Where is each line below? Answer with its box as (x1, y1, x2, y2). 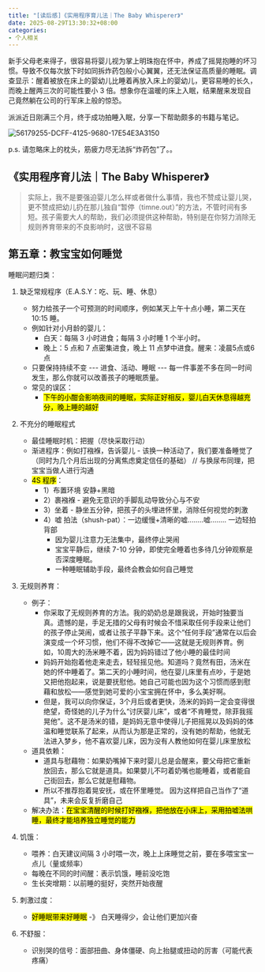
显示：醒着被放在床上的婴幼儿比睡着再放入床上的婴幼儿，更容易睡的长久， (14, 76, 257, 85)
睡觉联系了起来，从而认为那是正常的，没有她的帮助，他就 (57, 726, 244, 736)
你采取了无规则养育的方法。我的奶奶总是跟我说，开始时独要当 (43, 608, 244, 617)
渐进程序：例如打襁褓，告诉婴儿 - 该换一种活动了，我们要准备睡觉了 (31, 446, 253, 455)
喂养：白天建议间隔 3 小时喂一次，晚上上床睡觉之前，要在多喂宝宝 (31, 849, 248, 858)
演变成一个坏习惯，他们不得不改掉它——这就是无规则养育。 (43, 637, 237, 646)
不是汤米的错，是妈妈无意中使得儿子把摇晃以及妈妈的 (73, 716, 247, 725)
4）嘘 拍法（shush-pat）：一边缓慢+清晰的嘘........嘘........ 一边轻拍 (43, 514, 256, 524)
